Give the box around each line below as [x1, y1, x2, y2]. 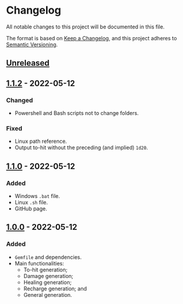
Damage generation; [23, 272, 74, 279]
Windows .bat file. [14, 193, 60, 199]
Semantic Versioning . [6, 41, 58, 48]
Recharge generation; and [23, 285, 87, 292]
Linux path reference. [14, 137, 67, 145]
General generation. [23, 291, 73, 298]
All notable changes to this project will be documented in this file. [6, 23, 165, 30]
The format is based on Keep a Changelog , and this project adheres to [6, 34, 177, 41]
